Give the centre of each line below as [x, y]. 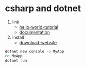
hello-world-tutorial [39, 27]
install [18, 37]
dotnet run [16, 60]
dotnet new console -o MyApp [34, 51]
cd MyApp [14, 56]
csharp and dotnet [43, 8]
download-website [38, 42]
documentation [34, 32]
